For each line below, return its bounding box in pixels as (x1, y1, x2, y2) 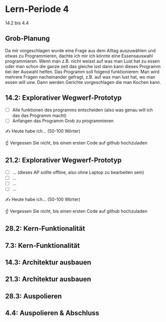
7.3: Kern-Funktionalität (5, 241, 80, 249)
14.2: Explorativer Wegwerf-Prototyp (5, 93, 122, 102)
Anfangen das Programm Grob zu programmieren (12, 118, 114, 124)
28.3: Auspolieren (5, 292, 62, 300)
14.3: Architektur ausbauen (5, 258, 92, 266)
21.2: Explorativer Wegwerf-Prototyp (5, 156, 122, 164)
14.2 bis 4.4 (5, 20, 29, 26)
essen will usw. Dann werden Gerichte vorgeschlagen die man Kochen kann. (5, 79, 162, 85)
